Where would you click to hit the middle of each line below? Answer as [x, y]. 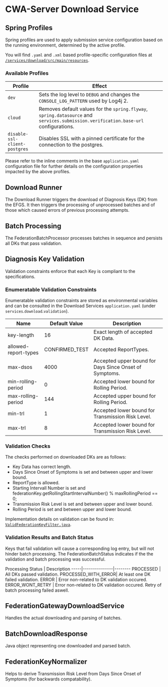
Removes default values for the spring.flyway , [93, 109]
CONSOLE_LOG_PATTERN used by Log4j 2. [83, 101]
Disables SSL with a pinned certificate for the [92, 139]
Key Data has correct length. [42, 467]
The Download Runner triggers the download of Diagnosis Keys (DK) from [81, 200]
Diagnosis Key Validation [45, 259]
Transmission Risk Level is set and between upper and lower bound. [82, 504]
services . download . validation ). [37, 311]
